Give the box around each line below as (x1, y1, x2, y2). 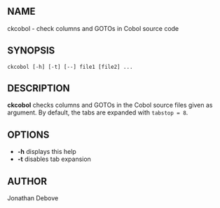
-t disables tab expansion (17, 155, 91, 164)
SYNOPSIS (7, 45, 55, 57)
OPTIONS (7, 129, 50, 141)
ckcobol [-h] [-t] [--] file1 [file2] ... (7, 63, 133, 70)
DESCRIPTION (7, 82, 70, 94)
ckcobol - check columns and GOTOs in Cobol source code (7, 24, 179, 32)
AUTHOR (7, 175, 48, 187)
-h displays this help (17, 148, 77, 156)
